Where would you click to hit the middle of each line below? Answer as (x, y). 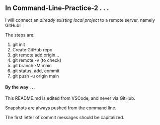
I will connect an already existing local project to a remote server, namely (80, 20)
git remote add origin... (36, 55)
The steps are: (20, 35)
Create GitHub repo (32, 49)
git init (19, 44)
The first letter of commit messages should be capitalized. (65, 118)
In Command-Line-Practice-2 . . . (57, 8)
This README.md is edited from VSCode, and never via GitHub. (70, 98)
